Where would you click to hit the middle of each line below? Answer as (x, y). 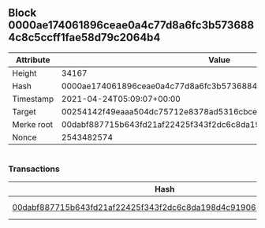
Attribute (33, 60)
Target (24, 111)
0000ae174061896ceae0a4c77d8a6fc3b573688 (131, 26)
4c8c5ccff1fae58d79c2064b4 (84, 37)
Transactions (34, 169)
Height (24, 73)
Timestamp (33, 99)
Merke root (33, 124)
